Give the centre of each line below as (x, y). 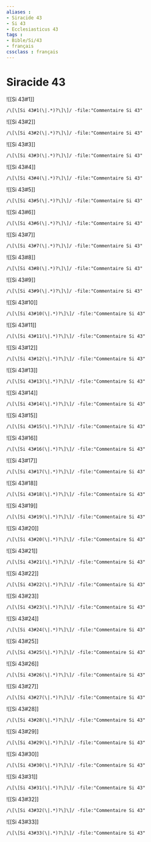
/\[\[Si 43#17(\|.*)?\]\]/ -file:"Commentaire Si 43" (76, 472)
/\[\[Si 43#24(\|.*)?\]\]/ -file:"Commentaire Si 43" (76, 630)
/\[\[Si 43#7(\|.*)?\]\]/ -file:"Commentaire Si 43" (75, 246)
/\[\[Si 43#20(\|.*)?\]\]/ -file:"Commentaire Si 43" (76, 539)
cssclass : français (33, 52)
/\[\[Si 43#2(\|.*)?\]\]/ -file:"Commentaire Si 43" (75, 133)
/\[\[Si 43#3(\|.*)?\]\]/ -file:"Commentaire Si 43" (75, 156)
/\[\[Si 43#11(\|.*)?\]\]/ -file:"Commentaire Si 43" (76, 336)
